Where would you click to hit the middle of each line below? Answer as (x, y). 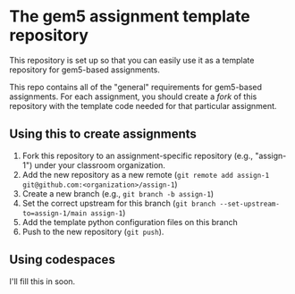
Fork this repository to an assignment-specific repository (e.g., (137, 155)
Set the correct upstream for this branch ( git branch (119, 203)
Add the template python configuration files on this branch (130, 222)
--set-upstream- (249, 204)
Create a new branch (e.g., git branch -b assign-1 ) (118, 193)
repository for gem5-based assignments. (85, 70)
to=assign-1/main (55, 213)
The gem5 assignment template (130, 17)
